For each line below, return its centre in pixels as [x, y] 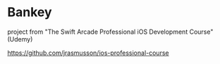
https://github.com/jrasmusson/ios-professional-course [88, 53]
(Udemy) [20, 39]
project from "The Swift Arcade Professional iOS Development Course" [110, 32]
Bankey [30, 12]
